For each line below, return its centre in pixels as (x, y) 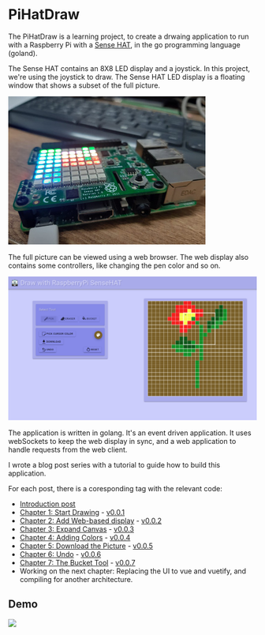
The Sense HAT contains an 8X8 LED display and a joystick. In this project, (129, 68)
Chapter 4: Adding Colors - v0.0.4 (75, 537)
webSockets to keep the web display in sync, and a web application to (122, 441)
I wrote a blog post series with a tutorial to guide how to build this (114, 464)
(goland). (23, 53)
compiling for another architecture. (76, 579)
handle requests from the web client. (68, 449)
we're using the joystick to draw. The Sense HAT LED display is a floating (127, 77)
